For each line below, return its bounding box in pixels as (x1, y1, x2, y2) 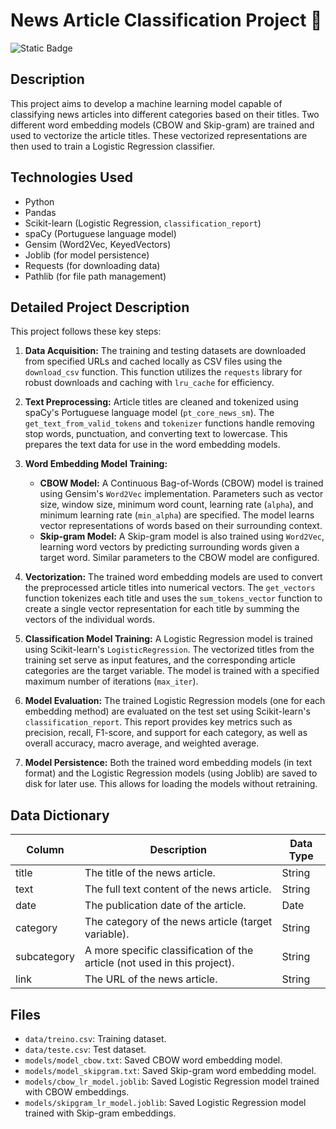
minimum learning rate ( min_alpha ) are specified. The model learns (39, 509, 315, 521)
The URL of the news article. (84, 972, 218, 986)
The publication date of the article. (84, 899, 247, 913)
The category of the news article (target (84, 915, 273, 929)
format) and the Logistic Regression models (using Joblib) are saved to (24, 767, 318, 779)
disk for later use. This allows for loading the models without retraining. (24, 778, 318, 790)
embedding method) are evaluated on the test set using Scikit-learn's (24, 705, 311, 718)
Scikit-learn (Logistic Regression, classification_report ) (24, 217, 262, 229)
